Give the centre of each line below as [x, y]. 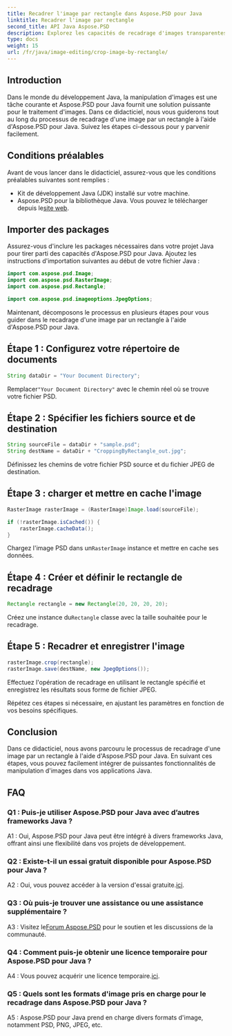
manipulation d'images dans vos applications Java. [80, 771]
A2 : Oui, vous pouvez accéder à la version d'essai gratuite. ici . [96, 885]
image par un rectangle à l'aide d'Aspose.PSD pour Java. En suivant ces [110, 756]
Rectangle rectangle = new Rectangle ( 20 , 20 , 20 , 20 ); [88, 604]
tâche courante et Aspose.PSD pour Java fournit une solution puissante [109, 104]
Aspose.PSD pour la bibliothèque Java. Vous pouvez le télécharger [113, 200]
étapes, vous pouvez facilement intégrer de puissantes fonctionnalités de [112, 764]
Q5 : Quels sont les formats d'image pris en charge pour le [107, 994]
